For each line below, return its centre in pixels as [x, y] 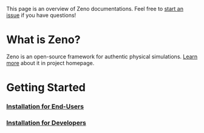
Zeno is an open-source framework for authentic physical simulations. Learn [102, 56]
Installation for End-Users [45, 107]
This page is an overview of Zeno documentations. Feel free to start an [95, 9]
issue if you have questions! [41, 15]
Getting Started [46, 88]
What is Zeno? [43, 40]
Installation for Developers [46, 123]
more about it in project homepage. [50, 63]
